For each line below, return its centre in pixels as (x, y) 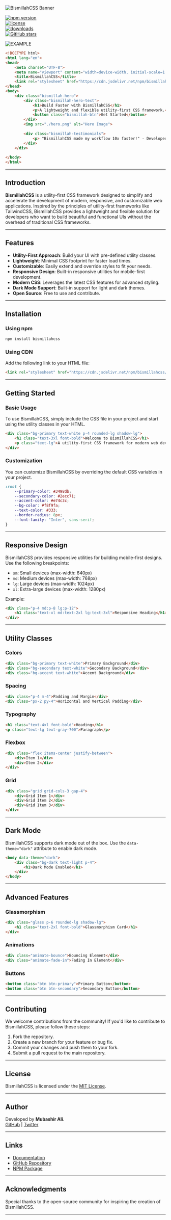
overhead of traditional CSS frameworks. (48, 222)
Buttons (15, 973)
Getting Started (30, 393)
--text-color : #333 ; (36, 510)
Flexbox (15, 742)
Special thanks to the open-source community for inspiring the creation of (83, 1201)
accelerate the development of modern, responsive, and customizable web (84, 200)
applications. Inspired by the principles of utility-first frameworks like (77, 206)
